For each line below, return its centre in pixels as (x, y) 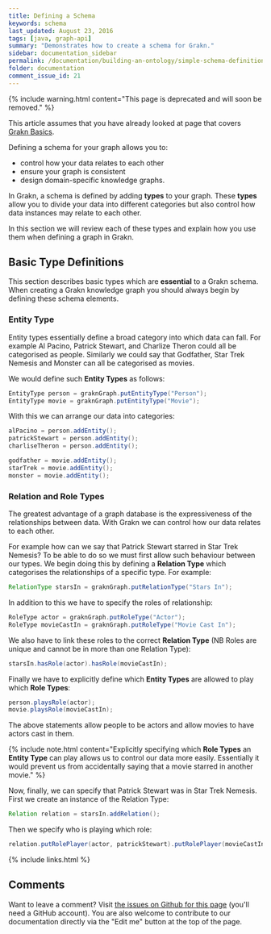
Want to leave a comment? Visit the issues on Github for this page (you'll (129, 904)
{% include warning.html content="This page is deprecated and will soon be (135, 98)
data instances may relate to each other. (75, 213)
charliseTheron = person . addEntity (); (73, 446)
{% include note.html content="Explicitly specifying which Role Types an (130, 749)
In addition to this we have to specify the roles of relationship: (111, 603)
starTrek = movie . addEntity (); (61, 468)
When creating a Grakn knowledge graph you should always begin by (124, 290)
